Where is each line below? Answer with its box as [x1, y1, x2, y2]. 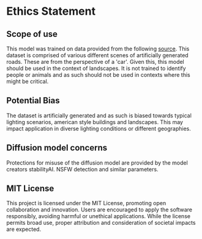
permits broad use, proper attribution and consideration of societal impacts [6, 219, 196, 227]
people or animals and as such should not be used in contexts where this [6, 71, 191, 78]
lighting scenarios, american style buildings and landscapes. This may [6, 118, 184, 125]
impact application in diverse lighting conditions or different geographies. [6, 125, 191, 132]
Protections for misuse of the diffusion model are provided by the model [6, 159, 188, 167]
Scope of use [6, 29, 58, 39]
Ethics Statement [6, 4, 96, 18]
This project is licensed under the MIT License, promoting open [6, 200, 166, 207]
